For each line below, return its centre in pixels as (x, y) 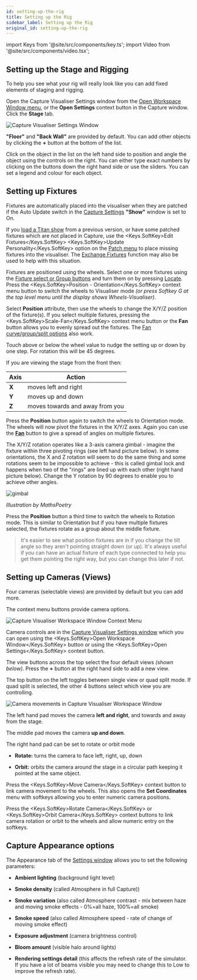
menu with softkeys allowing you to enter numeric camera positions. (89, 797)
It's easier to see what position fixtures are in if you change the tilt (100, 540)
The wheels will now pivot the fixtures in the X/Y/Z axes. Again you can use (97, 426)
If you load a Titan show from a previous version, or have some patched (93, 229)
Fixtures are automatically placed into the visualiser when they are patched (97, 205)
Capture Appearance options (60, 846)
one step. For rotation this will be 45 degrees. (61, 351)
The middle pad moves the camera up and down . (66, 732)
